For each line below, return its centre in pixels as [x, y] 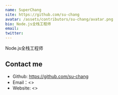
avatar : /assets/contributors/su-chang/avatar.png [59, 19]
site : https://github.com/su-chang [42, 15]
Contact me [24, 64]
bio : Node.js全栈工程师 [28, 24]
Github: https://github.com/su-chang [50, 76]
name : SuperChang [23, 10]
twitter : [14, 33]
